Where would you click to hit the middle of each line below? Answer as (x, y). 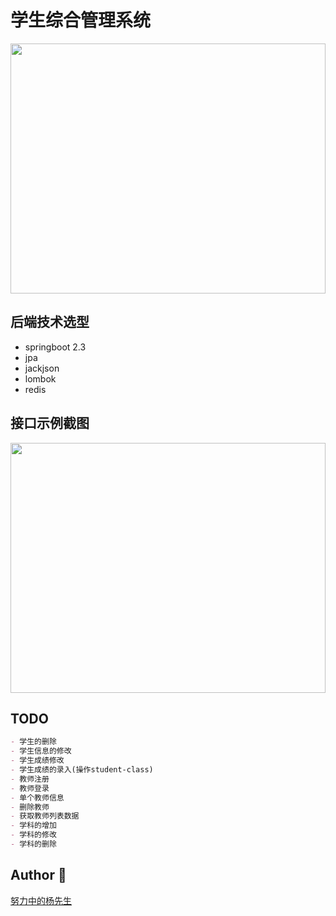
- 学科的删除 (33, 844)
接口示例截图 (50, 423)
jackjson (42, 368)
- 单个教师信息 (37, 797)
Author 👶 (38, 875)
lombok (40, 378)
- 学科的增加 (33, 826)
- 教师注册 (30, 779)
